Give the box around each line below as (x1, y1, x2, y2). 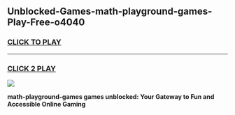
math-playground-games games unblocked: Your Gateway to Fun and (7, 92, 215, 100)
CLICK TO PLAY (7, 38, 62, 47)
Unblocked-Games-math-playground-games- (7, 6, 213, 17)
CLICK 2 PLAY (7, 63, 56, 73)
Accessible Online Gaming (7, 100, 86, 108)
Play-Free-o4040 (7, 17, 85, 29)
